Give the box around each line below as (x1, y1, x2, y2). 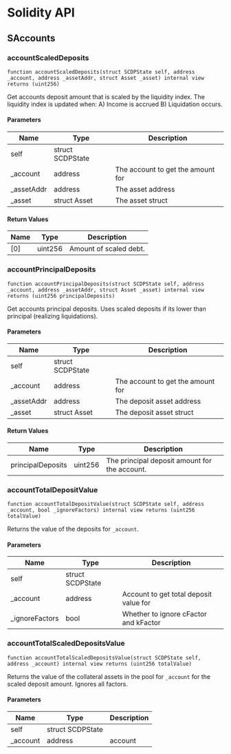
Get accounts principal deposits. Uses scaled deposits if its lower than (7, 305, 206, 313)
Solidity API (7, 5, 76, 21)
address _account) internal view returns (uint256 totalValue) (7, 660, 192, 667)
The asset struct (115, 196, 168, 205)
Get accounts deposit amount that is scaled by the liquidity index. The (7, 92, 205, 101)
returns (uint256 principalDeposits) (7, 292, 115, 299)
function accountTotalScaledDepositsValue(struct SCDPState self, (7, 654, 201, 661)
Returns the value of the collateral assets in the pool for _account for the (7, 672, 211, 680)
